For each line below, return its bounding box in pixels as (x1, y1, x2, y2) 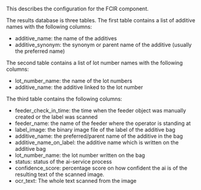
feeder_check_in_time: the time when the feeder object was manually (14, 107, 187, 114)
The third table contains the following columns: (6, 96, 122, 102)
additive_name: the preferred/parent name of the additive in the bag (14, 132, 183, 139)
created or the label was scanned (14, 114, 98, 120)
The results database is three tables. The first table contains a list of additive (6, 17, 196, 23)
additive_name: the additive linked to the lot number (14, 84, 143, 91)
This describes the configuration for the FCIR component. (6, 5, 149, 12)
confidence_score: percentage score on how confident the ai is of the (14, 165, 188, 171)
